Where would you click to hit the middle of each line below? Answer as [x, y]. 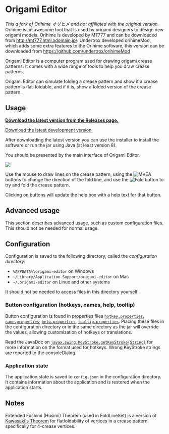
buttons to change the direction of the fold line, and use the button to [84, 179]
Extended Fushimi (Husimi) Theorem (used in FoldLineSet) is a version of [81, 415]
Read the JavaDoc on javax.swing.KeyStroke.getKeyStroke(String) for [79, 342]
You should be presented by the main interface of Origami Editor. [73, 155]
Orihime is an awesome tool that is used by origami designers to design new [84, 29]
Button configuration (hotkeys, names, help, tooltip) [70, 305]
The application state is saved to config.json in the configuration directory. [83, 376]
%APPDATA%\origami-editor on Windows [53, 271]
